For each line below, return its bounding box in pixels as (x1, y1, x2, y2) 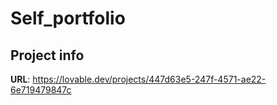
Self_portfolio (10, 7, 126, 30)
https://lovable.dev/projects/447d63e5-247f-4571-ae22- (32, 73, 267, 85)
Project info (10, 47, 85, 64)
